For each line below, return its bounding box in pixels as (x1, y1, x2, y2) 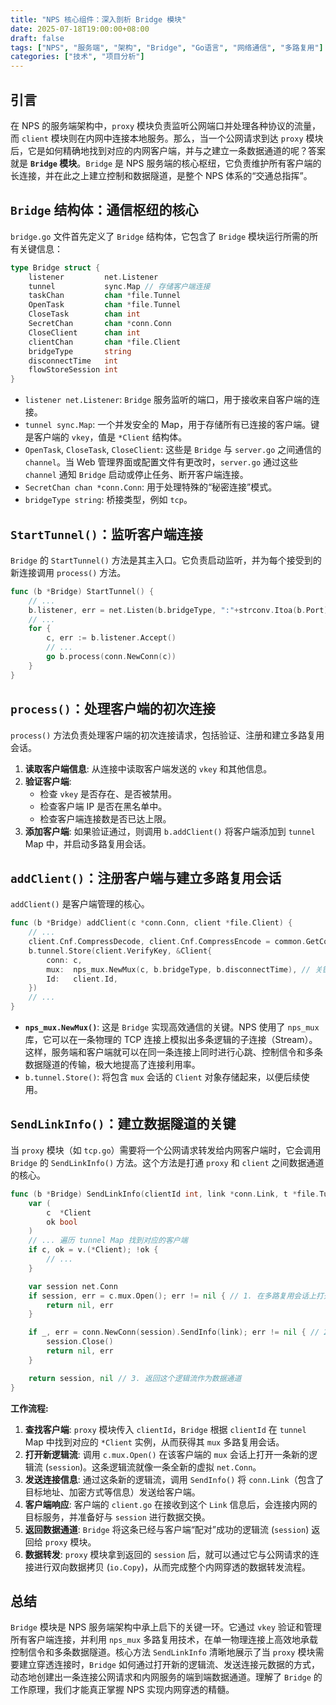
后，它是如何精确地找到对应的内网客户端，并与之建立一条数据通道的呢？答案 (10, 144, 326, 156)
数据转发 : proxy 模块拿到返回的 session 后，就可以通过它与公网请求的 (24, 1548, 311, 1560)
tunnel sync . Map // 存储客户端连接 (28, 281, 211, 291)
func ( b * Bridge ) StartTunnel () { (10, 586, 155, 596)
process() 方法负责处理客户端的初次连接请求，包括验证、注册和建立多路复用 (10, 729, 325, 741)
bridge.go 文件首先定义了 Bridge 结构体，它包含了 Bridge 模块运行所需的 (10, 230, 310, 242)
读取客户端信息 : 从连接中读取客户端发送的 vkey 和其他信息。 (24, 762, 273, 775)
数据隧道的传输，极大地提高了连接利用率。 (24, 1059, 201, 1071)
